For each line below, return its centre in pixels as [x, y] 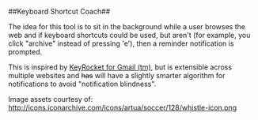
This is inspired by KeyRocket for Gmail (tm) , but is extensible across [120, 67]
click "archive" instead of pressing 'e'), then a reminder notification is [121, 43]
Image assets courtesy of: [51, 99]
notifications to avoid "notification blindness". [82, 84]
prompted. [25, 52]
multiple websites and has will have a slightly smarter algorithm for [117, 75]
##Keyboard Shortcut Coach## [59, 11]
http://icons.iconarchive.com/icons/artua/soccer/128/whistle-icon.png [123, 107]
